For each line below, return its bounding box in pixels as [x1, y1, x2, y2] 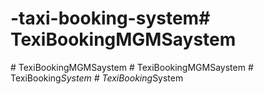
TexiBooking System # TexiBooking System [10, 72, 184, 84]
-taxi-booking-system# [10, 7, 211, 30]
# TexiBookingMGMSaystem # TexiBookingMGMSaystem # [10, 61, 254, 73]
